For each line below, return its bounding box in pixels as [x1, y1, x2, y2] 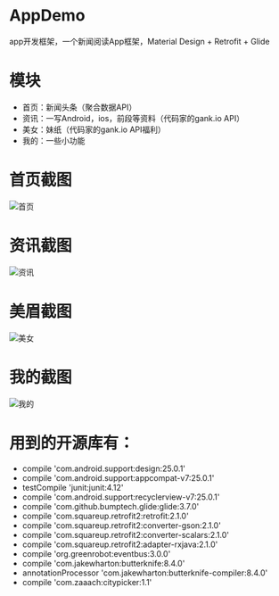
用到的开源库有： [9, 433, 135, 453]
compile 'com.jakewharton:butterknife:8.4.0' [21, 558, 185, 568]
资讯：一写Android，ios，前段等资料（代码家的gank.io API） [21, 112, 245, 123]
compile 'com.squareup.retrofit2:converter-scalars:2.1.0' [21, 529, 230, 540]
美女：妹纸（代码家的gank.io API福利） [21, 124, 167, 135]
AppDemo [9, 5, 86, 26]
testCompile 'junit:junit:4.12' [21, 482, 124, 493]
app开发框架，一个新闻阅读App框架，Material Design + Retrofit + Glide [9, 36, 270, 46]
